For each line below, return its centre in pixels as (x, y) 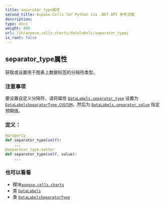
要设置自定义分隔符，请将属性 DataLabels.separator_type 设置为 (72, 98)
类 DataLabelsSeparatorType (41, 197)
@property (16, 135)
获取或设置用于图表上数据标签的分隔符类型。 (51, 72)
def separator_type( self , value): (41, 154)
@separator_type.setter (30, 149)
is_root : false (21, 38)
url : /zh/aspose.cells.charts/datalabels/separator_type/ (67, 33)
